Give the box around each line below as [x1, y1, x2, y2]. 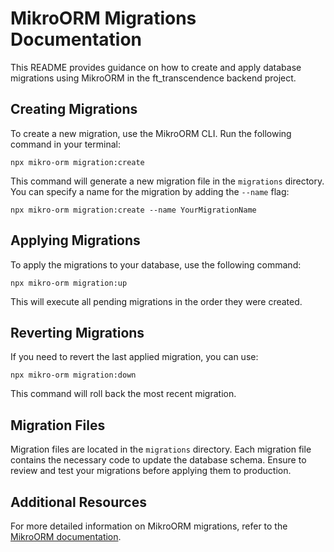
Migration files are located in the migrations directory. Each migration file [10, 443, 312, 456]
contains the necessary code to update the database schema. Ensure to [10, 454, 307, 466]
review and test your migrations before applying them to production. [10, 465, 292, 477]
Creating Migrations [10, 101, 138, 118]
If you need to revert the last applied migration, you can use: [10, 351, 259, 363]
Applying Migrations [10, 232, 141, 249]
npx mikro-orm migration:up [10, 278, 128, 288]
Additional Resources [10, 493, 147, 511]
